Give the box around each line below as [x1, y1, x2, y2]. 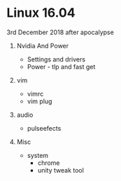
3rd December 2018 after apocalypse [6, 28, 115, 36]
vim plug [27, 96, 52, 106]
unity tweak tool [37, 166, 85, 174]
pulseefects [27, 124, 62, 132]
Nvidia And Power [16, 41, 69, 50]
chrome [37, 159, 60, 167]
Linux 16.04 [6, 5, 76, 21]
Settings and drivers [27, 55, 85, 64]
